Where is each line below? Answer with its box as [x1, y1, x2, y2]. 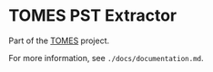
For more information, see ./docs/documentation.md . [8, 52, 204, 63]
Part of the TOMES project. [8, 35, 110, 46]
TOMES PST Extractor [8, 5, 177, 26]
